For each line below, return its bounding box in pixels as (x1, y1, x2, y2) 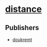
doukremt (12, 36, 32, 42)
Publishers (5, 23, 39, 32)
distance (5, 3, 42, 15)
